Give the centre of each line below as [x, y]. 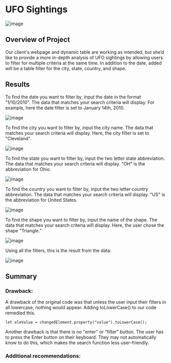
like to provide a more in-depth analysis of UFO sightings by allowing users [84, 57]
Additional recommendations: [43, 356]
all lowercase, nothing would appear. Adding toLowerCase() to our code [81, 308]
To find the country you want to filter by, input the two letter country [77, 189]
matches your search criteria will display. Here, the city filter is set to [77, 133]
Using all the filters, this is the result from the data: [58, 250]
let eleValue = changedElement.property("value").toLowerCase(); [76, 323]
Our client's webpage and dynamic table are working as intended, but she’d [85, 52]
